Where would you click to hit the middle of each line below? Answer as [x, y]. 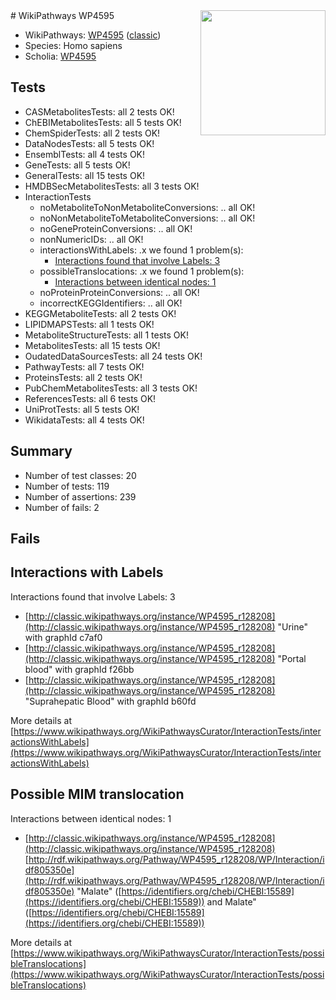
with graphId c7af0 [63, 637]
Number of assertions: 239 [80, 496]
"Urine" [293, 626]
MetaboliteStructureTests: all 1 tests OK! [106, 335]
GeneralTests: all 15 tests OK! [85, 175]
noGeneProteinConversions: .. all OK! [116, 228]
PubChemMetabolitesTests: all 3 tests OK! [111, 388]
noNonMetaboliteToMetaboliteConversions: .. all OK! [147, 218]
